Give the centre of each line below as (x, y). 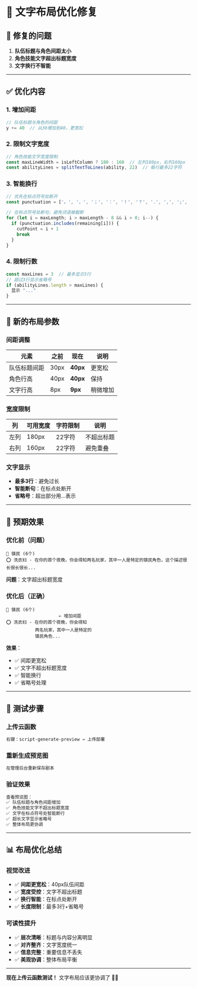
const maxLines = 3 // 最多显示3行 (49, 274)
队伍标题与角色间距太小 (43, 51)
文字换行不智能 (33, 66)
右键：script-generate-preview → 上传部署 (56, 740)
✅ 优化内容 (26, 92)
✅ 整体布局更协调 (25, 824)
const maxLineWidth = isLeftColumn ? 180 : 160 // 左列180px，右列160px (96, 162)
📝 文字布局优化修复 (52, 12)
